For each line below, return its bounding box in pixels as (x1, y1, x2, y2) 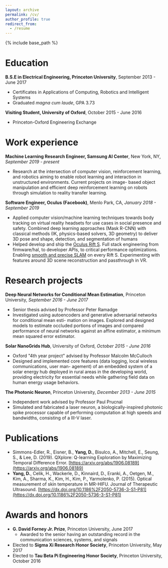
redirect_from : (5, 21, 37, 27)
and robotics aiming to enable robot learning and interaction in (12, 174, 141, 180)
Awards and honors (5, 509, 88, 521)
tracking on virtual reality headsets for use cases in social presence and (12, 220, 161, 226)
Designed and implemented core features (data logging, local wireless (12, 358, 157, 364)
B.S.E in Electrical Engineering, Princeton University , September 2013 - (5, 74, 156, 80)
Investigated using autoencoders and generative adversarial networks (12, 312, 157, 318)
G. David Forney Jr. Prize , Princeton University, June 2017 (12, 526, 133, 532)
